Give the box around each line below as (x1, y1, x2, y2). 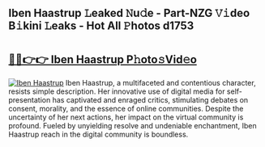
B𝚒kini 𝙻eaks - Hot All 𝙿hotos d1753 (8, 19, 194, 33)
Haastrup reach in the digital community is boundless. (8, 129, 189, 139)
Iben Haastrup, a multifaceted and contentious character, (65, 78, 257, 87)
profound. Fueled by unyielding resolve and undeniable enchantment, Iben (8, 121, 257, 130)
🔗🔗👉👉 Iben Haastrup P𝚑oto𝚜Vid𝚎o (8, 52, 197, 66)
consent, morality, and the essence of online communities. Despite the (8, 104, 244, 113)
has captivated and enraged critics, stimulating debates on (52, 95, 249, 104)
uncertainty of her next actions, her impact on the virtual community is (8, 112, 244, 122)
